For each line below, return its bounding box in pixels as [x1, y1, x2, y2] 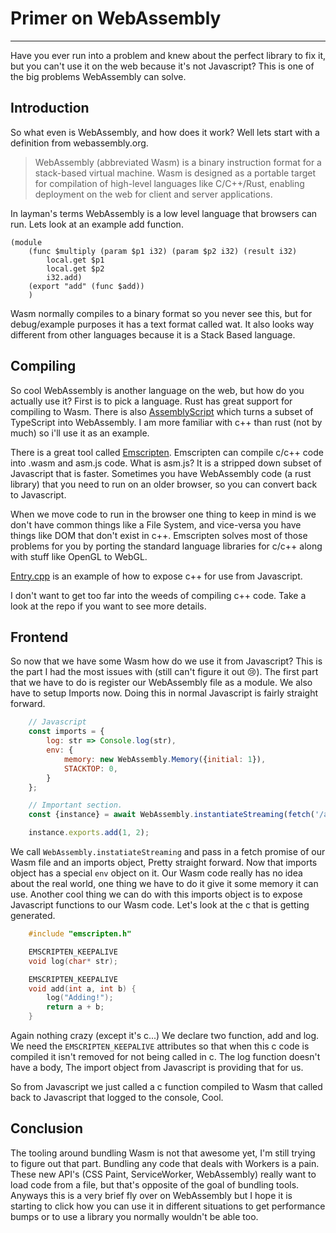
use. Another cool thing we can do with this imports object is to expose [10, 888, 303, 900]
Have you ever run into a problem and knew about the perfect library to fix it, [10, 49, 327, 61]
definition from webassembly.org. [10, 137, 149, 149]
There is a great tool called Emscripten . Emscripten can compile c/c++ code [10, 446, 324, 458]
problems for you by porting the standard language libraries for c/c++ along [10, 540, 323, 552]
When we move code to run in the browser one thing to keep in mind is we [10, 508, 317, 520]
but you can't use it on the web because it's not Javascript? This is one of [10, 60, 315, 72]
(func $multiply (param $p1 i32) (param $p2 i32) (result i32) [28, 246, 298, 256]
